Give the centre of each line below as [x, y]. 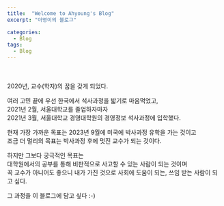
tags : [15, 45]
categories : [24, 32]
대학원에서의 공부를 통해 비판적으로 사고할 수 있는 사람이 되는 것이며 [97, 164]
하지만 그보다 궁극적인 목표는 [45, 155]
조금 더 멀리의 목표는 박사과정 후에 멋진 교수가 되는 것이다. [84, 141]
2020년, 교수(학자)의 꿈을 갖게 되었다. [58, 86]
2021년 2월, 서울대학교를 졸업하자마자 [58, 109]
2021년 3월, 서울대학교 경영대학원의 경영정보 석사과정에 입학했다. [94, 118]
